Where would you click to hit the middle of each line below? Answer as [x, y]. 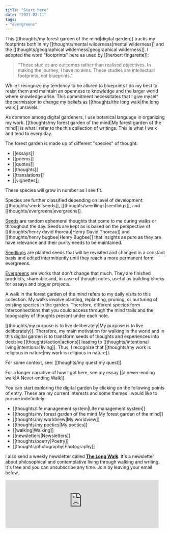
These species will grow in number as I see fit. [54, 190]
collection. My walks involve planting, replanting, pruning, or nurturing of [81, 300]
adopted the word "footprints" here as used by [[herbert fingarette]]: [77, 55]
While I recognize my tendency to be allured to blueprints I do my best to [81, 86]
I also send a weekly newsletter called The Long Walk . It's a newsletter [80, 456]
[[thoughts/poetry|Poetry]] [40, 441]
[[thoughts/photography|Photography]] [54, 447]
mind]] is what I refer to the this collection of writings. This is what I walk [81, 128]
